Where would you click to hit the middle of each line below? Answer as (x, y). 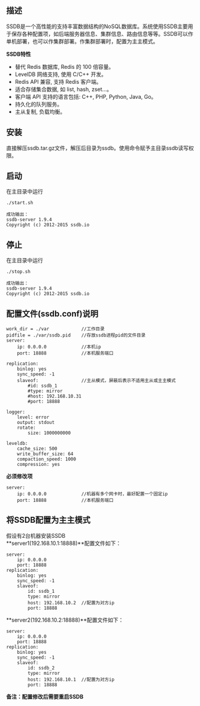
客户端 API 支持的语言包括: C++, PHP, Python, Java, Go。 (86, 96)
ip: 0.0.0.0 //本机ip (59, 347)
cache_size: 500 (37, 449)
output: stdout (36, 423)
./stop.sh (19, 272)
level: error (33, 417)
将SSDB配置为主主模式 (49, 520)
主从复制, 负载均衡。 (40, 111)
